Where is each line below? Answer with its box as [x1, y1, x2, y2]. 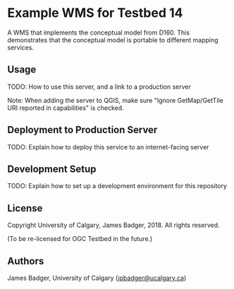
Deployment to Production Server [7, 124, 158, 136]
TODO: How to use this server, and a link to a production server [7, 82, 192, 91]
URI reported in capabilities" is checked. [7, 104, 125, 112]
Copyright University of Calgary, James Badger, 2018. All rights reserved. [7, 221, 220, 230]
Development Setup [7, 163, 97, 175]
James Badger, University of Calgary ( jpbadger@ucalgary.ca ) [7, 273, 187, 282]
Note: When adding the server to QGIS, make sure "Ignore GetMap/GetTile [7, 96, 223, 104]
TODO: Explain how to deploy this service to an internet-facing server [7, 142, 209, 151]
